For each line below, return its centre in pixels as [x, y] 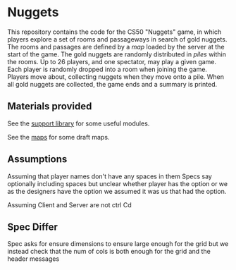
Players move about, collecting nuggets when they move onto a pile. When [116, 76]
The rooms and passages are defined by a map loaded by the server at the [116, 47]
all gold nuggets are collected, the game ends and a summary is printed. [112, 84]
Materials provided [50, 106]
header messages [33, 259]
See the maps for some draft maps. [58, 137]
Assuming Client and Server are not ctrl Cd [69, 204]
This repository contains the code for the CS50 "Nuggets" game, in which [114, 32]
